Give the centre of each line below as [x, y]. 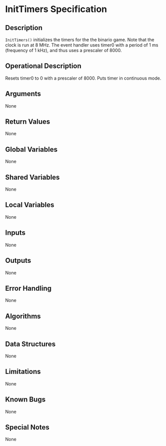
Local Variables [30, 205]
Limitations [23, 372]
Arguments [23, 94]
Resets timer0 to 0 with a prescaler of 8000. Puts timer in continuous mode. [83, 78]
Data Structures [30, 344]
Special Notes [27, 427]
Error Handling [28, 288]
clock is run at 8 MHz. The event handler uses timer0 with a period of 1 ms [82, 45]
